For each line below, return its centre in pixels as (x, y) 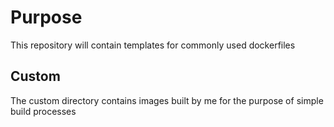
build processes (43, 111)
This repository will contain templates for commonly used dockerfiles (153, 45)
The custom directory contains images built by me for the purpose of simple (167, 100)
